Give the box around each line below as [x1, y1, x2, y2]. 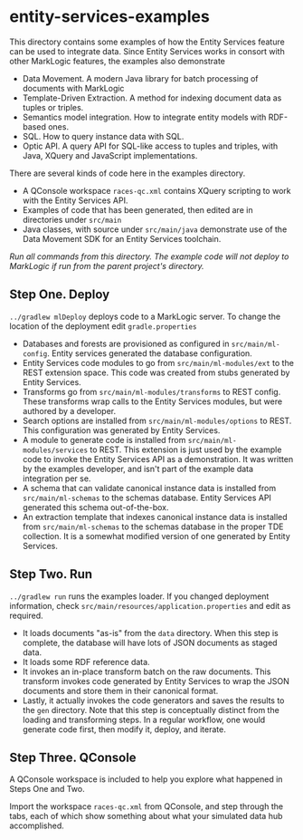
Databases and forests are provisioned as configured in [22, 338, 230, 349]
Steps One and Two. [9, 784, 85, 795]
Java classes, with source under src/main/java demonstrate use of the [22, 224, 288, 235]
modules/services [22, 446, 89, 455]
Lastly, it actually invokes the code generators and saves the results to [22, 695, 285, 706]
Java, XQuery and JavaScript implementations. [22, 150, 198, 160]
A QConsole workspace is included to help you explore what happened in [9, 774, 283, 785]
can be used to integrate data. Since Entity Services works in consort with [9, 45, 285, 56]
